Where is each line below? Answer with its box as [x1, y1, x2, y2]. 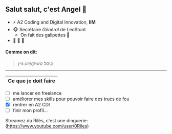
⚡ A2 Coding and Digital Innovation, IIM [12, 19, 96, 25]
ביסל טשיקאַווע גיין [17, 60, 53, 66]
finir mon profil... [12, 107, 48, 114]
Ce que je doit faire [8, 77, 55, 84]
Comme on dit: [5, 49, 37, 55]
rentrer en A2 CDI [12, 102, 50, 108]
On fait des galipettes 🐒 [20, 32, 70, 38]
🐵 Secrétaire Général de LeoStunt [12, 26, 86, 32]
